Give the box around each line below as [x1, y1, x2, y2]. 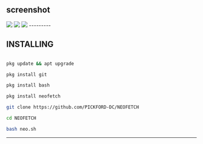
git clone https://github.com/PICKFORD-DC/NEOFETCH [6, 104, 139, 111]
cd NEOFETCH [6, 115, 36, 121]
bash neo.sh [6, 126, 36, 132]
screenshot [6, 5, 50, 15]
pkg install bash [6, 82, 50, 88]
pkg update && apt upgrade [6, 61, 74, 67]
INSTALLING [6, 39, 54, 50]
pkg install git [6, 71, 47, 77]
